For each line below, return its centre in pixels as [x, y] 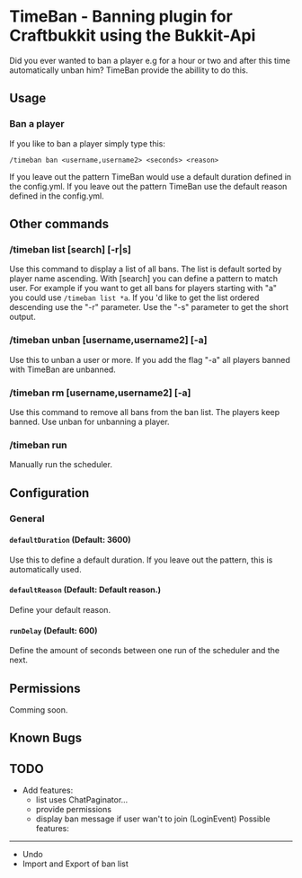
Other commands [59, 224]
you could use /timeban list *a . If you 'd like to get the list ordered [134, 297]
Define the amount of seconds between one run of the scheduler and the [145, 651]
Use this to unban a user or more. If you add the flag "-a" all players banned [150, 359]
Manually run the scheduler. [61, 465]
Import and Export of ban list [75, 864]
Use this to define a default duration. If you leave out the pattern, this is [141, 560]
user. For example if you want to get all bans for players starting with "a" [143, 288]
